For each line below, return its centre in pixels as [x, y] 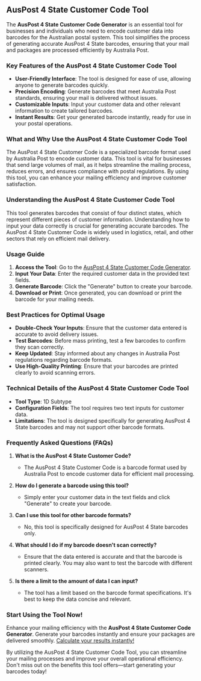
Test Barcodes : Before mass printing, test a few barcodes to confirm [100, 341]
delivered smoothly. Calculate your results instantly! [70, 641]
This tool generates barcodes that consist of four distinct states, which [94, 213]
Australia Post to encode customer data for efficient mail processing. [109, 474]
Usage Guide [26, 254]
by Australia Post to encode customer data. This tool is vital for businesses [99, 158]
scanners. [36, 569]
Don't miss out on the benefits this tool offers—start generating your [91, 665]
